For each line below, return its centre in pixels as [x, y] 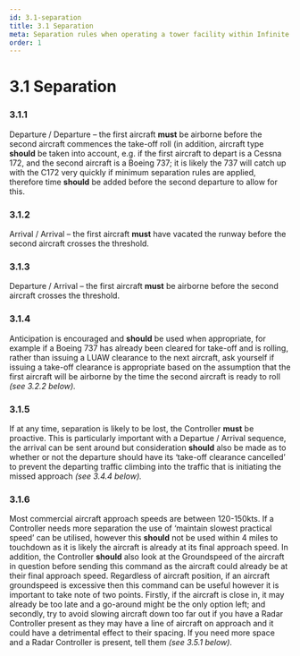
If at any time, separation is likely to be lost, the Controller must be [132, 428]
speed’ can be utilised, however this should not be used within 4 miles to [144, 538]
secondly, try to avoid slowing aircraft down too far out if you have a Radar [146, 614]
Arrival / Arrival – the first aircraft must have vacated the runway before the [148, 234]
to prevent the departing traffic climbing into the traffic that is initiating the [145, 466]
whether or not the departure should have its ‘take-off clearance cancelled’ [147, 456]
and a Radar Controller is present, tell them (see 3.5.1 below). [121, 643]
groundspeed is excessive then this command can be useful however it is [144, 585]
